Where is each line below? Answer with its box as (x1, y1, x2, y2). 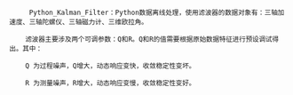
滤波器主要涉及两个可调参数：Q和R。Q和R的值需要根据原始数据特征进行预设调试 (25, 35, 273, 44)
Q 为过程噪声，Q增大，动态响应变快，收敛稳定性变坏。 (25, 61, 196, 70)
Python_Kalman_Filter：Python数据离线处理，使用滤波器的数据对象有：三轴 (28, 8, 278, 17)
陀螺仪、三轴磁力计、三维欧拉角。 (42, 18, 148, 27)
